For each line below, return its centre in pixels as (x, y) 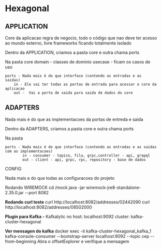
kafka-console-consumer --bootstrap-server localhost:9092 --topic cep (77, 236)
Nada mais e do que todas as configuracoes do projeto (60, 178)
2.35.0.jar (15, 192)
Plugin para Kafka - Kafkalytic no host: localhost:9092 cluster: (67, 217)
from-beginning (21, 241)
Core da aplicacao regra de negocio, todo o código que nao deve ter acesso (81, 38)
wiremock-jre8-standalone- (114, 187)
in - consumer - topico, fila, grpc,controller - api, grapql (86, 156)
